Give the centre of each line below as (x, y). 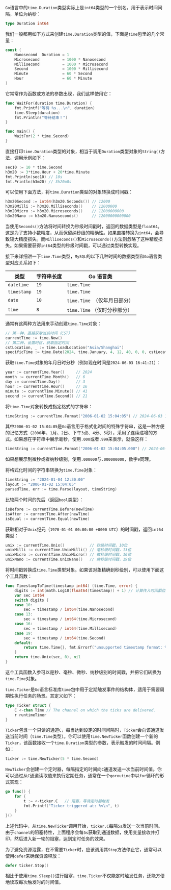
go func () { (18, 792)
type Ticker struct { (28, 705)
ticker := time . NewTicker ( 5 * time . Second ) (52, 759)
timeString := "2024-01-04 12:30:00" (45, 480)
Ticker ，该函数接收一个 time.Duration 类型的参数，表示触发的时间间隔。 (81, 743)
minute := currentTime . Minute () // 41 (46, 391)
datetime (18, 285)
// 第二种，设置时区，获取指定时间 (37, 343)
